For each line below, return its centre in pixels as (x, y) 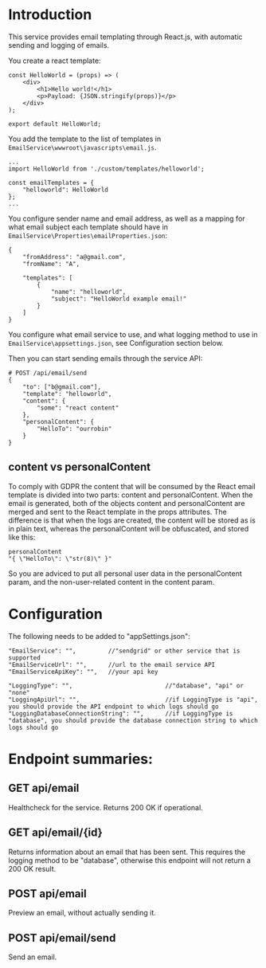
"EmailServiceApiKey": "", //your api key (83, 672)
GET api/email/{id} (56, 833)
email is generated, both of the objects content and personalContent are (127, 503)
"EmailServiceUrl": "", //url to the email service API (112, 664)
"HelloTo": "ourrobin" (74, 429)
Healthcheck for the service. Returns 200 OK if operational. (106, 807)
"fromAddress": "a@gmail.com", (74, 257)
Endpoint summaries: (81, 759)
